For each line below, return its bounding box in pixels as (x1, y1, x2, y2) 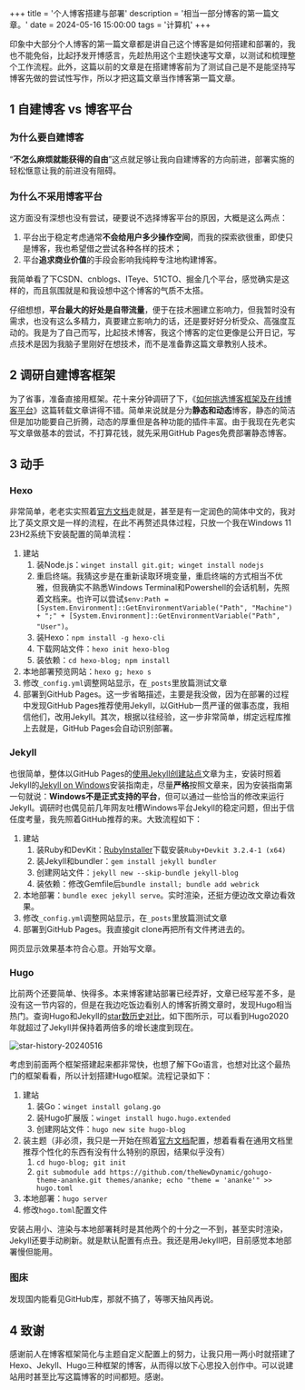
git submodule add (35, 1168, 106, 1177)
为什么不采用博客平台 (9, 190, 103, 203)
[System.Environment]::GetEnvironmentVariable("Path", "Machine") (35, 603, 293, 613)
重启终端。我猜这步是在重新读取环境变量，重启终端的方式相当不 (35, 571, 275, 581)
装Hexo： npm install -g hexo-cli (35, 632, 166, 643)
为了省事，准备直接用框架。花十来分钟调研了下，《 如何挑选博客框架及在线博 (9, 393, 292, 404)
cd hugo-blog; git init (35, 1158, 127, 1167)
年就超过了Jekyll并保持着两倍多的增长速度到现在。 (9, 1022, 199, 1033)
